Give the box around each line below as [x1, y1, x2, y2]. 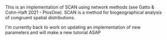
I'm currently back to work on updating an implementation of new [5, 24, 141, 30]
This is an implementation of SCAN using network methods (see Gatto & [5, 4, 154, 10]
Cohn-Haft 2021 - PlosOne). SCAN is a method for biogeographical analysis [5, 9, 162, 15]
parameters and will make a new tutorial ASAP [5, 30, 101, 35]
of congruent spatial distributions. [5, 15, 75, 20]
